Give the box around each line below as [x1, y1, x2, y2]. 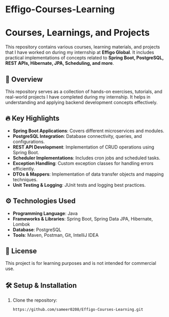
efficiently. [12, 165, 35, 172]
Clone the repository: [12, 297, 58, 303]
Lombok [12, 221, 31, 227]
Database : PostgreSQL [12, 226, 62, 233]
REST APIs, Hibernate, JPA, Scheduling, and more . [5, 60, 114, 66]
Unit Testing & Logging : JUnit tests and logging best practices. [12, 182, 146, 188]
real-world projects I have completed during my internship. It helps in [5, 93, 151, 100]
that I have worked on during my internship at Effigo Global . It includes [5, 50, 154, 56]
